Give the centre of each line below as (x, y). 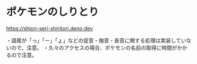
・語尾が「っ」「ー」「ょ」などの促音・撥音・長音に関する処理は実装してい (96, 40)
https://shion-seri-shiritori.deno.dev (49, 28)
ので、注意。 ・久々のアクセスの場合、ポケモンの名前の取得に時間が (94, 48)
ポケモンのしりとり (53, 12)
